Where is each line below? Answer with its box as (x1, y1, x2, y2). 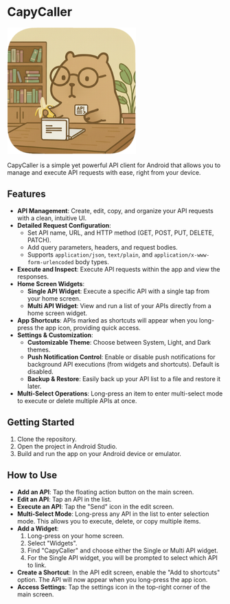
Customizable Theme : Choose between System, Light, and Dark (27, 338, 211, 346)
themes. (27, 345, 51, 354)
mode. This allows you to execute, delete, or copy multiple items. (16, 517, 201, 525)
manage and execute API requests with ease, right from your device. (7, 169, 201, 177)
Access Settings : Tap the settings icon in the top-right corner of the (16, 583, 211, 591)
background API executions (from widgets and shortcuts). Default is (27, 360, 220, 368)
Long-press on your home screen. (27, 531, 124, 540)
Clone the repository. (16, 435, 77, 443)
